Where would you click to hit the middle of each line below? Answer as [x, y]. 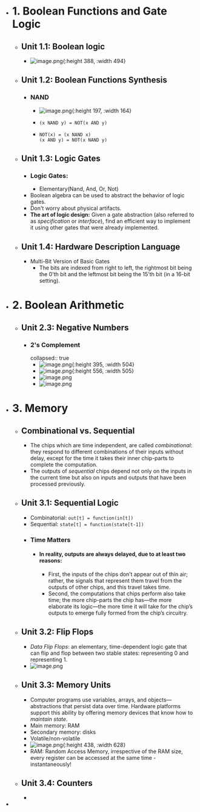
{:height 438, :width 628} [94, 745]
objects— [160, 700]
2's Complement [55, 345]
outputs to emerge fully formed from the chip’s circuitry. [118, 613]
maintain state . [49, 719]
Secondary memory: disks [63, 732]
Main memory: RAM [55, 725]
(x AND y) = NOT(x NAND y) [73, 140]
